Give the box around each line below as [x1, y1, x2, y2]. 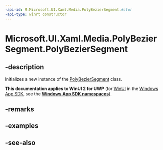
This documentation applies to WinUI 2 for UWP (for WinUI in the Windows [5, 86, 158, 91]
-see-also [5, 138, 36, 147]
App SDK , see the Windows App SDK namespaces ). [5, 90, 112, 96]
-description [5, 63, 44, 71]
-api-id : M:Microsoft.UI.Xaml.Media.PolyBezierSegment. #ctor [5, 7, 133, 12]
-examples [5, 121, 39, 130]
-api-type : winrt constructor [5, 12, 67, 17]
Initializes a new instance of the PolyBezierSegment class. [5, 76, 122, 82]
